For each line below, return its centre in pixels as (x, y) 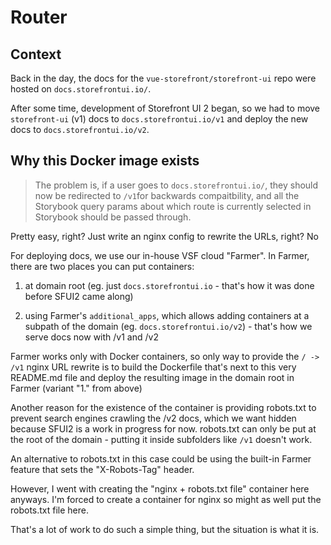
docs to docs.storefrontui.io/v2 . (80, 129)
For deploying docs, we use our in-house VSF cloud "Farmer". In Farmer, (160, 255)
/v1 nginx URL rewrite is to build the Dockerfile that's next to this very (153, 367)
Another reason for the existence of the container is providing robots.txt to (163, 407)
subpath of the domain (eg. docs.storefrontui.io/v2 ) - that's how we (168, 326)
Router (39, 17)
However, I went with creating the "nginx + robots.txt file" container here (160, 488)
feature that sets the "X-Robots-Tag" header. (102, 469)
